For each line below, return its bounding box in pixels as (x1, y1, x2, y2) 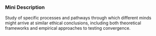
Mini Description (5, 4, 45, 11)
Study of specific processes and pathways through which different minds (5, 15, 152, 21)
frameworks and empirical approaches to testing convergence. (5, 25, 131, 31)
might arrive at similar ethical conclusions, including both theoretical (5, 20, 141, 26)
